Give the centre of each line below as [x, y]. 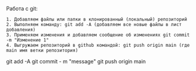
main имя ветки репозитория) [42, 50]
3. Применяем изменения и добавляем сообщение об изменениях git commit [98, 35]
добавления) [21, 30]
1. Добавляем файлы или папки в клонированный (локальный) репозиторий [97, 20]
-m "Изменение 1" [28, 40]
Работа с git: [22, 9]
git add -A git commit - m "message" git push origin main [76, 61]
